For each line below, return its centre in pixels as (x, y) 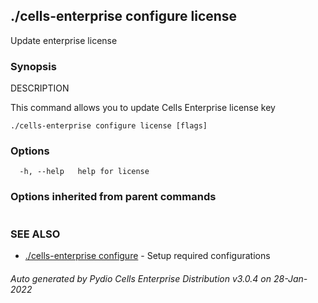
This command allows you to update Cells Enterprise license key (143, 108)
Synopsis (33, 66)
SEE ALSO (35, 234)
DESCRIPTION (40, 88)
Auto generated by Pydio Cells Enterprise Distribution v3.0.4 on (141, 278)
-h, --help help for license (84, 172)
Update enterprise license (64, 40)
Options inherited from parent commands (113, 197)
